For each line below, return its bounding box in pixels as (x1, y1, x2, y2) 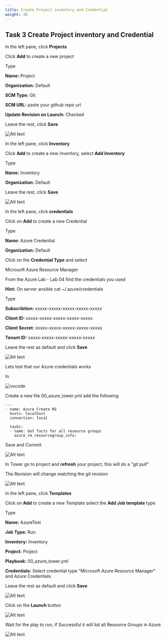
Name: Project (5, 73, 35, 79)
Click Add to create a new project (5, 54, 74, 60)
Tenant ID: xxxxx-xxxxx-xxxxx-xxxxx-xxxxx (5, 335, 95, 341)
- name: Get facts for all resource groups (9, 429, 101, 434)
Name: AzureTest (5, 519, 41, 525)
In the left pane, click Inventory (5, 141, 70, 147)
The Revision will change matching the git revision (5, 471, 108, 477)
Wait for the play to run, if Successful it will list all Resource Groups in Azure (5, 621, 161, 628)
